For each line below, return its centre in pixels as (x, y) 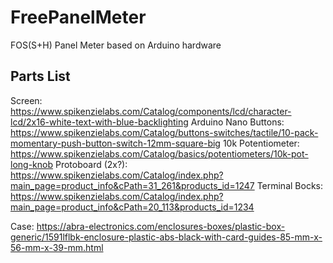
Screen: (26, 100)
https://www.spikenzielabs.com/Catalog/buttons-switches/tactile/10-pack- (164, 132)
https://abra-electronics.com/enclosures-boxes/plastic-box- (161, 226)
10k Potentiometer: (261, 143)
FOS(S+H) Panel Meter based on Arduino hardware (116, 45)
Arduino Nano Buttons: (237, 122)
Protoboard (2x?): (91, 164)
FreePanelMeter (78, 17)
